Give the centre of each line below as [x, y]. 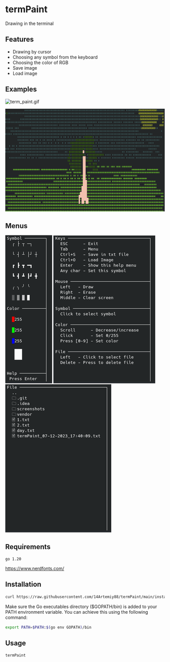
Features [19, 39]
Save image [25, 68]
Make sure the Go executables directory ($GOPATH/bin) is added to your [81, 607]
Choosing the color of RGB [40, 63]
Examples [21, 89]
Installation [23, 584]
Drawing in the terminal [30, 23]
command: [16, 617]
